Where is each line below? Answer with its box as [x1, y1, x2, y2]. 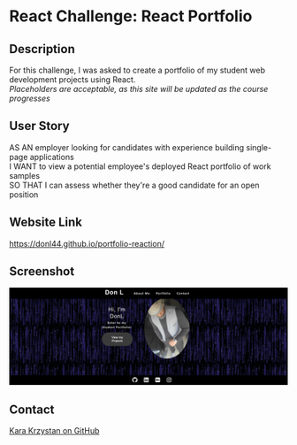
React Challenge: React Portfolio [9, 6, 253, 27]
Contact [9, 403, 55, 418]
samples [9, 170, 41, 180]
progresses [9, 93, 50, 104]
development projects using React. [9, 74, 136, 85]
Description [9, 42, 75, 57]
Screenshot [9, 264, 75, 280]
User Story [9, 119, 70, 134]
